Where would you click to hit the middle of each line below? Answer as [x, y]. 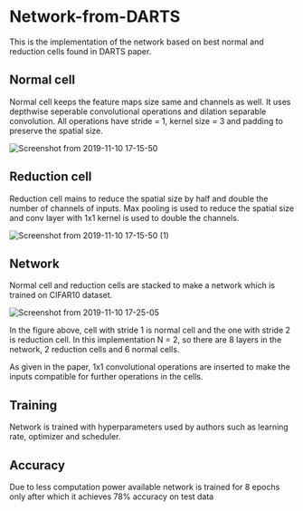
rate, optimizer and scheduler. [65, 437]
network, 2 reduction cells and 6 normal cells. [95, 350]
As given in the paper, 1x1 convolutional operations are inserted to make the [150, 367]
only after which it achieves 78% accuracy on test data [112, 497]
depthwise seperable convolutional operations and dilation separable [138, 111]
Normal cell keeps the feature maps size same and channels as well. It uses [150, 101]
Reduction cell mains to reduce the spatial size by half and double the [139, 198]
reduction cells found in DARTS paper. [80, 51]
